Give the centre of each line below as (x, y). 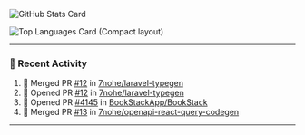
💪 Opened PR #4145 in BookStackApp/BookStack (115, 102)
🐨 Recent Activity (49, 63)
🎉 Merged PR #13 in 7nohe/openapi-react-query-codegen (131, 112)
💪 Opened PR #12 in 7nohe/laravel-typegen (103, 93)
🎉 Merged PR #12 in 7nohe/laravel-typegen (103, 83)
